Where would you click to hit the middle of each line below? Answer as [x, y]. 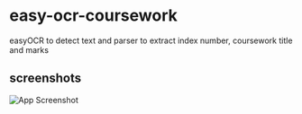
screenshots [46, 79]
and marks [29, 49]
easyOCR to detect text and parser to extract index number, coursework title [151, 40]
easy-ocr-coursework [93, 16]
